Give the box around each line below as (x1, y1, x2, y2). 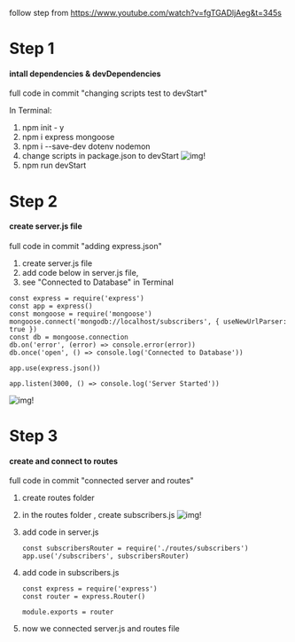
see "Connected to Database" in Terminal (21, 277, 175, 287)
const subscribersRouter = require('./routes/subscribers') (21, 544, 249, 553)
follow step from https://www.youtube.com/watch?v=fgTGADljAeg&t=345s (9, 8, 282, 18)
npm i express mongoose (21, 132, 115, 143)
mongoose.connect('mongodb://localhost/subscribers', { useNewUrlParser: (9, 317, 288, 326)
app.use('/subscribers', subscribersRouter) (21, 552, 190, 561)
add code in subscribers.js (21, 568, 120, 578)
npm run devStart (21, 160, 87, 171)
